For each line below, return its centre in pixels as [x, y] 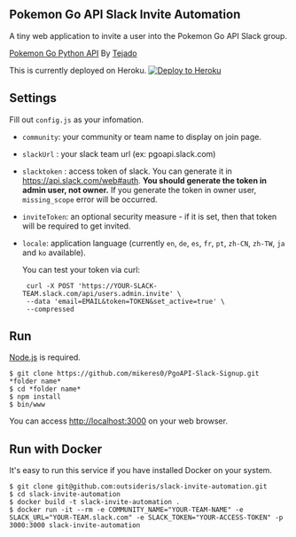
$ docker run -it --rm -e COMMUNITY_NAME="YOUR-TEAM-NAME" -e [126, 510]
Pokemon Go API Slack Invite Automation [125, 15]
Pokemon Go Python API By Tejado [73, 53]
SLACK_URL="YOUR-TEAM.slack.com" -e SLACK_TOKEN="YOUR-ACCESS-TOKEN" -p [146, 518]
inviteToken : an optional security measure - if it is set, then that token [149, 216]
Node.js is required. [45, 357]
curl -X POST [50, 286]
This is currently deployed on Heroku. [78, 70]
